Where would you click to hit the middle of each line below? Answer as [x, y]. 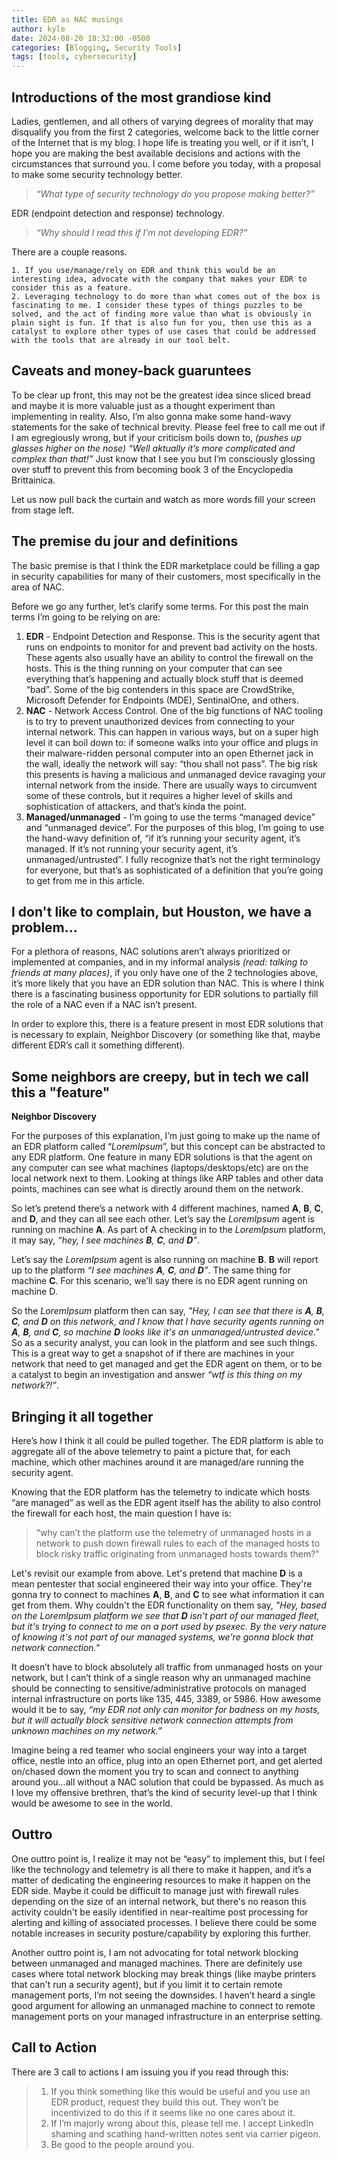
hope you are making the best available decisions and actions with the [156, 153]
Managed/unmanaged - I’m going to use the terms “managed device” [170, 817]
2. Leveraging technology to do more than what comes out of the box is [166, 296]
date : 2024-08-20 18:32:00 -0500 [81, 38]
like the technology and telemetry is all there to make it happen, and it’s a [161, 1869]
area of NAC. [38, 587]
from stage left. [43, 510]
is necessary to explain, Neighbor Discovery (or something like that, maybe [166, 1035]
